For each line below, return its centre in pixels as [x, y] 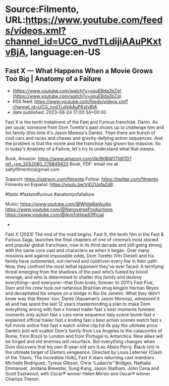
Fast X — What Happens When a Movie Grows [79, 71]
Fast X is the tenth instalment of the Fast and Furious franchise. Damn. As [81, 122]
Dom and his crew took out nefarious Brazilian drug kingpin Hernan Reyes [82, 288]
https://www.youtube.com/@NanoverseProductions [59, 209]
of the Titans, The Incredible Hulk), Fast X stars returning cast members [80, 357]
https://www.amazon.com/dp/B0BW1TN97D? [85, 158]
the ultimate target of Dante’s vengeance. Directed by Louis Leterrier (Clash [84, 352]
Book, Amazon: [21, 158]
